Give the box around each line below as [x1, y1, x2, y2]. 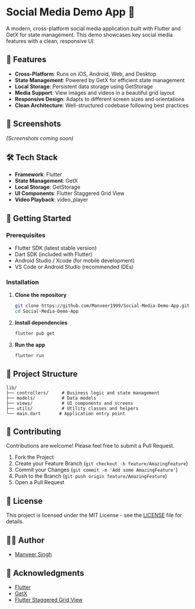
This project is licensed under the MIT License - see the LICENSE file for [6, 511, 182, 519]
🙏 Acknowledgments [6, 568, 84, 578]
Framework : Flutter [14, 171, 63, 178]
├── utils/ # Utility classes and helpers [6, 405, 139, 412]
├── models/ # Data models [6, 395, 96, 401]
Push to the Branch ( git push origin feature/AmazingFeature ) [14, 472, 167, 480]
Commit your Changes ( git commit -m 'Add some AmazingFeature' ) [14, 467, 178, 474]
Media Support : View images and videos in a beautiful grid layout [14, 89, 175, 96]
